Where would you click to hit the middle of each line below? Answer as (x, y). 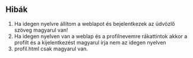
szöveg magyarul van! (41, 30)
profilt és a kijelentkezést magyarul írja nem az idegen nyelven (90, 42)
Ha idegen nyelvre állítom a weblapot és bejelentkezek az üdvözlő (94, 23)
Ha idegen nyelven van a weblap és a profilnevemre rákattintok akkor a (101, 36)
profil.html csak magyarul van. (51, 49)
